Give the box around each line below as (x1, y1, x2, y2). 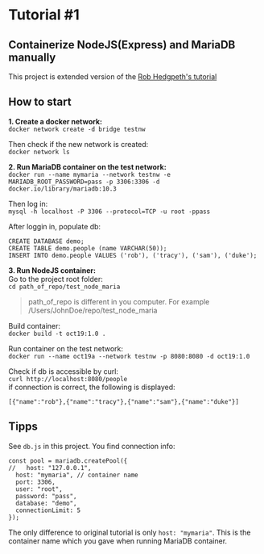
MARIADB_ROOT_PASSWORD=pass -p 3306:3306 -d (8, 178, 160, 186)
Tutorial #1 (8, 6, 80, 24)
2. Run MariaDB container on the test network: (8, 162, 167, 171)
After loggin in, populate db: (8, 221, 101, 231)
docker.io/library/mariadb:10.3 (8, 184, 117, 193)
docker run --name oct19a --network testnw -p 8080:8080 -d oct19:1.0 (8, 352, 250, 360)
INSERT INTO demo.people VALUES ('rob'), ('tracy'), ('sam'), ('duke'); (8, 251, 258, 259)
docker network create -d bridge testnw (8, 125, 146, 133)
